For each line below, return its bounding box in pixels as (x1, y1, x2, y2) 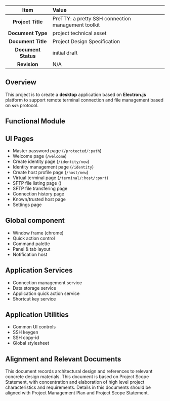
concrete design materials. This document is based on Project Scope (5, 374, 149, 380)
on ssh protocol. (5, 102, 39, 108)
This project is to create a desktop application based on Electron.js (5, 91, 147, 97)
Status (19, 53, 36, 59)
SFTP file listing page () (12, 180, 62, 186)
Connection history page (12, 191, 65, 197)
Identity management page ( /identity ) (12, 164, 94, 170)
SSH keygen (12, 329, 38, 336)
